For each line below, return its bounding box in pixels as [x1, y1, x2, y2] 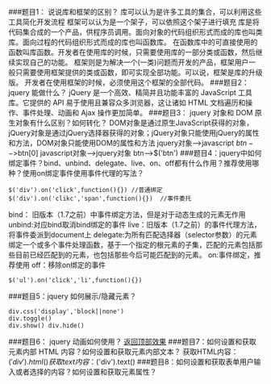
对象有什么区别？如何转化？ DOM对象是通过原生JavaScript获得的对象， [15, 118, 254, 127]
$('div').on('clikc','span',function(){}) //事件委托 [8, 194, 192, 202]
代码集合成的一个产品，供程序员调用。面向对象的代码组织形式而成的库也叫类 [8, 27, 263, 36]
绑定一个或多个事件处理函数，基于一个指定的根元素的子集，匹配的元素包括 [8, 240, 256, 249]
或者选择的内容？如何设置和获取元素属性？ [15, 367, 157, 377]
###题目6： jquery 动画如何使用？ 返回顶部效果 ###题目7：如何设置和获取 [8, 337, 256, 346]
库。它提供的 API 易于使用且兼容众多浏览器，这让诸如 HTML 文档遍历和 [8, 98, 246, 107]
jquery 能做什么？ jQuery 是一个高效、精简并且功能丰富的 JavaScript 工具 [8, 88, 252, 97]
